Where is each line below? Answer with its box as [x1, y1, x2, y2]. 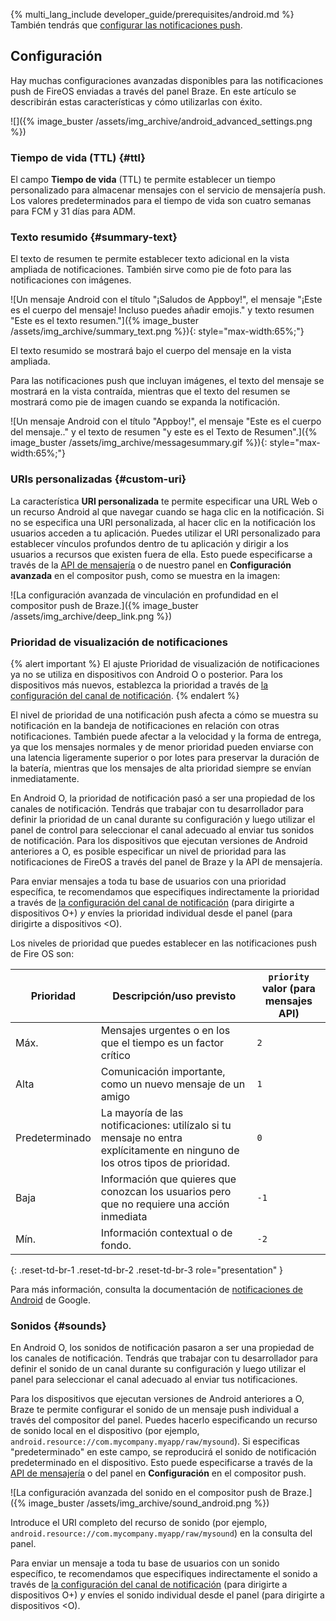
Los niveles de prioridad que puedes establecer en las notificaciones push [10, 937, 317, 949]
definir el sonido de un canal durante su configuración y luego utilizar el [10, 1363, 307, 1375]
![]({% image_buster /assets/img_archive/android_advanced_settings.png [10, 115, 313, 127]
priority [268, 972, 310, 983]
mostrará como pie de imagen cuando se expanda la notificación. [10, 396, 281, 408]
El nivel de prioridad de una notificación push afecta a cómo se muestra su [10, 709, 319, 721]
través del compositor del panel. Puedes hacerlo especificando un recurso [10, 1414, 318, 1426]
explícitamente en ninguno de [100, 1144, 240, 1157]
